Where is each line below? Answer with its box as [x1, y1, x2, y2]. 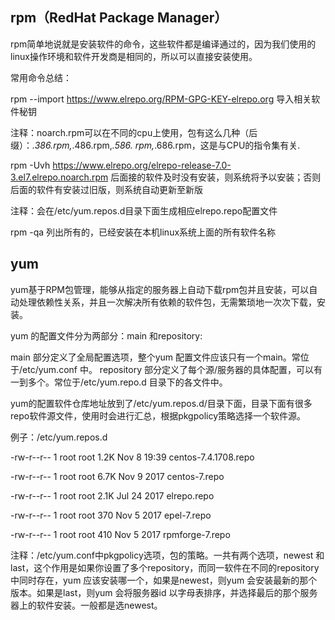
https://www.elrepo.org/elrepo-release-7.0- [52, 159, 232, 171]
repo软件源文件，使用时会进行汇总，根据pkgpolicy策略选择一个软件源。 [10, 409, 307, 422]
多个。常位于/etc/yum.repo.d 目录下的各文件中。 [27, 376, 228, 388]
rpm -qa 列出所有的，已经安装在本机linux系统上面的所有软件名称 [10, 226, 277, 238]
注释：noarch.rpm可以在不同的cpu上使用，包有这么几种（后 [10, 126, 258, 138]
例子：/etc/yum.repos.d [10, 431, 108, 443]
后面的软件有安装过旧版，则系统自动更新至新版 [10, 183, 203, 195]
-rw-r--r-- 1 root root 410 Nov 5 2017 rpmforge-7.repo [10, 528, 231, 540]
